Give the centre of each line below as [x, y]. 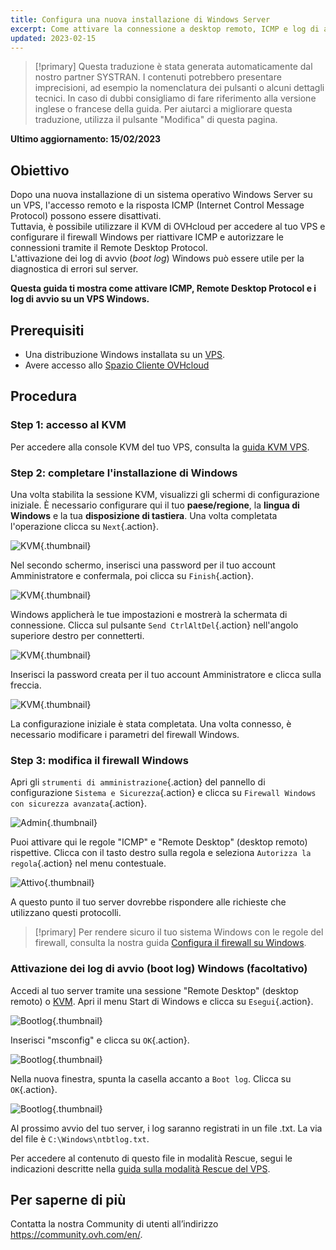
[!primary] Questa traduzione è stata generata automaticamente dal [173, 67]
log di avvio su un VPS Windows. [80, 299]
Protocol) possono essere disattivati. [86, 216]
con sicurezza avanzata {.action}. [78, 803]
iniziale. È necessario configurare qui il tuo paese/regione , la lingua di [155, 505]
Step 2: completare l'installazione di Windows [124, 473]
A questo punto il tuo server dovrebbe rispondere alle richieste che [148, 902]
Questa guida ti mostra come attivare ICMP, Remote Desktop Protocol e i [163, 288]
